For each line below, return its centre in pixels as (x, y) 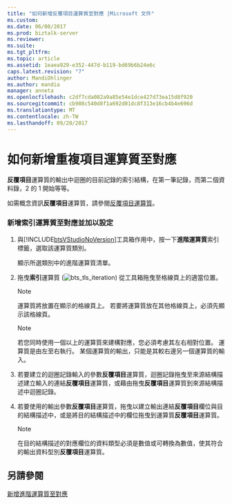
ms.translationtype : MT (41, 110)
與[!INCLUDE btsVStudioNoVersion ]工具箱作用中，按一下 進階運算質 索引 (118, 239)
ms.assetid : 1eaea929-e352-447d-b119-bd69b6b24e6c (81, 65)
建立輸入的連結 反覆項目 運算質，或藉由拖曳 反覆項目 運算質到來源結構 (120, 383)
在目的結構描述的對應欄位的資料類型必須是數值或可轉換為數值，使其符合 (120, 443)
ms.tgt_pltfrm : (29, 53)
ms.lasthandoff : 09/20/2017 (48, 123)
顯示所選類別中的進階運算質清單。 (66, 262)
